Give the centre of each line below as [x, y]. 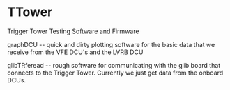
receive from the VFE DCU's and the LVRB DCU [75, 52]
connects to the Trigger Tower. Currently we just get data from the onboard [115, 73]
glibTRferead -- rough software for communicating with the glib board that [114, 65]
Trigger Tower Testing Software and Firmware [73, 31]
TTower [30, 12]
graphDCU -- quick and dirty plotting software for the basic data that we [111, 44]
